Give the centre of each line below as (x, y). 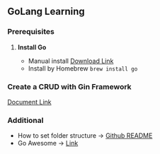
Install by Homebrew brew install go (83, 68)
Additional (25, 120)
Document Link (29, 102)
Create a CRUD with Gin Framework (70, 86)
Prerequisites (31, 32)
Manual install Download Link (71, 61)
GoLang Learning (46, 12)
